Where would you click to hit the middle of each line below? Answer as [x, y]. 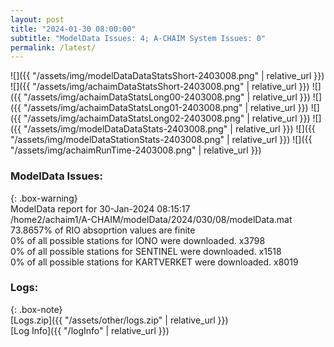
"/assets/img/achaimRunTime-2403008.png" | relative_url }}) [136, 150]
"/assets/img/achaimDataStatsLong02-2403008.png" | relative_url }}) [167, 118]
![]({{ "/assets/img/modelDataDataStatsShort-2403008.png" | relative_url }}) [167, 76]
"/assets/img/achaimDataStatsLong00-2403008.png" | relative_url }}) [167, 97]
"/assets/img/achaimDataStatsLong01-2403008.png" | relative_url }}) [166, 108]
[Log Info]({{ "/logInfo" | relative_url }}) [90, 330]
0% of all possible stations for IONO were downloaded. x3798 [138, 240]
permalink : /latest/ [53, 47]
